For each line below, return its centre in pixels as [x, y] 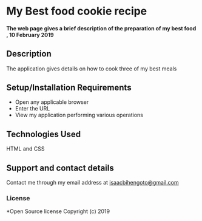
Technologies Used [43, 134]
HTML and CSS [25, 149]
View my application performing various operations [79, 115]
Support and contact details [60, 168]
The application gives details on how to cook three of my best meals [92, 69]
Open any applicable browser [52, 102]
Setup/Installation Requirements [69, 87]
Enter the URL [32, 109]
